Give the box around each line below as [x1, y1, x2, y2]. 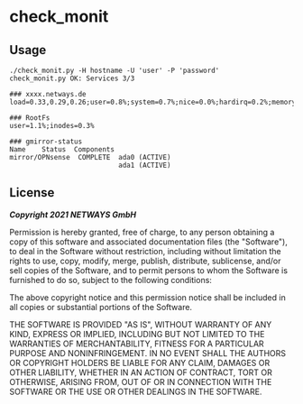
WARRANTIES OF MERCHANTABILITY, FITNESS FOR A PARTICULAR [9, 338, 264, 349]
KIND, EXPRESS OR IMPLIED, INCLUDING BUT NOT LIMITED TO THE [9, 328, 265, 339]
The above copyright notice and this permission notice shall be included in [9, 291, 286, 303]
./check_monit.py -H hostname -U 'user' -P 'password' [9, 66, 220, 75]
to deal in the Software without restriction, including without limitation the [9, 245, 281, 256]
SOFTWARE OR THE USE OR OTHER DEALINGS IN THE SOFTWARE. [9, 386, 262, 397]
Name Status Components [9, 145, 115, 154]
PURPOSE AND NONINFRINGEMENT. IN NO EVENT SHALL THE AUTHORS [9, 347, 287, 358]
